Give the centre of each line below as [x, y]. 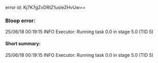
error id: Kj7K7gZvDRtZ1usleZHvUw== [45, 7]
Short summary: [23, 44]
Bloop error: [20, 20]
